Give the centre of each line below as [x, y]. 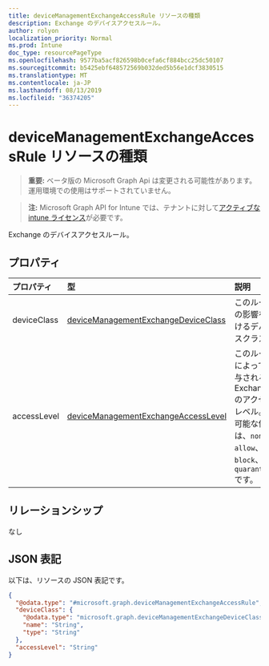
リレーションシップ [56, 511]
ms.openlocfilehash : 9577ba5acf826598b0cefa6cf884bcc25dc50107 [116, 61]
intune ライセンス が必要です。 [78, 218]
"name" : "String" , [53, 625]
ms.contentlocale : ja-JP [50, 83]
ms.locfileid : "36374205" [51, 98]
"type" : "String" [52, 632]
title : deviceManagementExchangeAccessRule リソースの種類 [104, 16]
